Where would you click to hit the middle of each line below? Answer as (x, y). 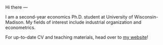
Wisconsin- (146, 17)
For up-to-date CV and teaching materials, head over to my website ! (77, 37)
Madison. (15, 22)
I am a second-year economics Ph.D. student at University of (69, 17)
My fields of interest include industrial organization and (84, 22)
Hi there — (17, 7)
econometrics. (20, 27)
